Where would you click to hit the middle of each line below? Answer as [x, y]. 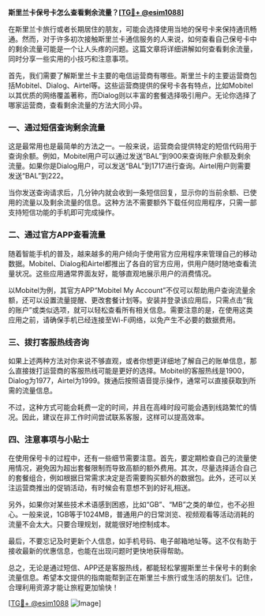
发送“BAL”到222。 [38, 176]
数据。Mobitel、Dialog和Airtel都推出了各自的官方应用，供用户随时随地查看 [129, 263]
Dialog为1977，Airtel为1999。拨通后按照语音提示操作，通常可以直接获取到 [129, 380]
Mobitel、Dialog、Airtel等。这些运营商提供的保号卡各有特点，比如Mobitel [134, 85]
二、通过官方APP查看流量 [57, 235]
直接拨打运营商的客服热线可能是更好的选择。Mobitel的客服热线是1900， [132, 370]
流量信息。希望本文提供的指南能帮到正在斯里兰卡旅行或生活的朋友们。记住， [132, 578]
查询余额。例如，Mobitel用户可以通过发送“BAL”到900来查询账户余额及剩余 [129, 156]
